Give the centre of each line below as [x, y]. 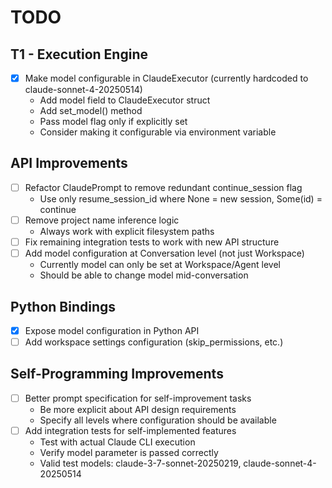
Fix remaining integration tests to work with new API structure [152, 242]
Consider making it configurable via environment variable [158, 132]
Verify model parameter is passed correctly [129, 452]
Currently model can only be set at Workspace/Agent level [160, 265]
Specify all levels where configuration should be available [158, 420]
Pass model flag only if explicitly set [113, 122]
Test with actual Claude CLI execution [117, 442]
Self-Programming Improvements [117, 374]
